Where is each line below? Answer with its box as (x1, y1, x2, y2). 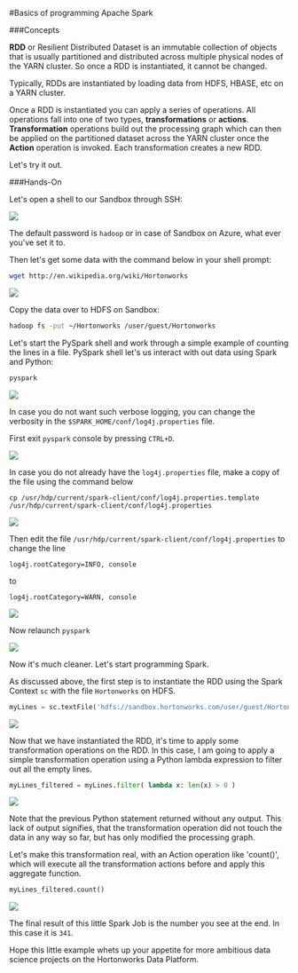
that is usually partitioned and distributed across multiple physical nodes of (9, 51, 284, 61)
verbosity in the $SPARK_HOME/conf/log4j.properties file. (9, 415, 216, 426)
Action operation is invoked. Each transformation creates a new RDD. (9, 142, 263, 153)
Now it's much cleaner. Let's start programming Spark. (9, 659, 209, 669)
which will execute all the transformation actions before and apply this (9, 858, 265, 869)
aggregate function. (9, 868, 82, 879)
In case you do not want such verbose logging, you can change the (9, 406, 255, 416)
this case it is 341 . (9, 928, 74, 938)
